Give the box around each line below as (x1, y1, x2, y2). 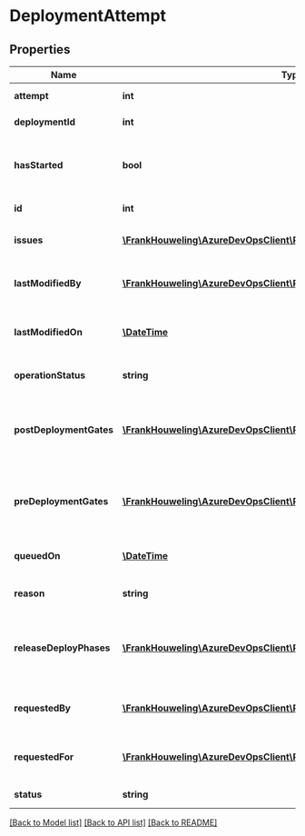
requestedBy (14, 702, 71, 714)
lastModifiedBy (14, 277, 82, 289)
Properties (9, 42, 71, 57)
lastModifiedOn (14, 326, 84, 338)
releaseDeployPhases (14, 642, 111, 654)
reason (14, 587, 45, 600)
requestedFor (14, 751, 74, 763)
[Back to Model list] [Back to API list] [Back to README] (9, 817, 218, 828)
